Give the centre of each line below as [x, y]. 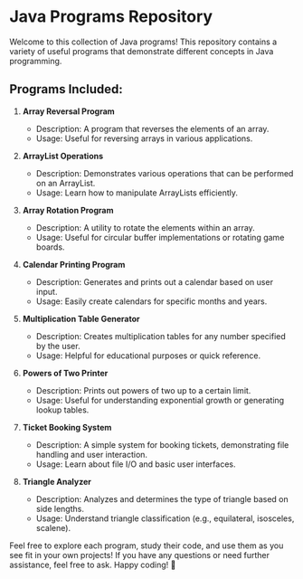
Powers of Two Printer [65, 373]
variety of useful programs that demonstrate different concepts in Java [142, 51]
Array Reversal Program [68, 111]
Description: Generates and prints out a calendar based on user [155, 281]
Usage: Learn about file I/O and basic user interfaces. [136, 464]
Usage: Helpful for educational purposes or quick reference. [148, 356]
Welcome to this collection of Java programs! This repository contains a [143, 42]
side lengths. [60, 508]
